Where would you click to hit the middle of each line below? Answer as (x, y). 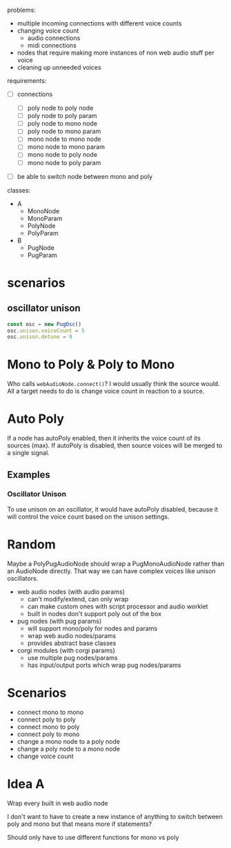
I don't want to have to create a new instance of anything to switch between (115, 816)
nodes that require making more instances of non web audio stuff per (116, 52)
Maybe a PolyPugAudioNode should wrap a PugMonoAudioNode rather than (116, 563)
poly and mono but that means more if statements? (80, 824)
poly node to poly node (60, 108)
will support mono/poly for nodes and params (92, 628)
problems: (21, 10)
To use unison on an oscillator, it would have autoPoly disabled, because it (113, 509)
